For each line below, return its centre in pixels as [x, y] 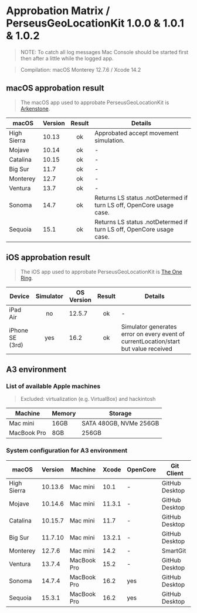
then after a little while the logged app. [67, 58]
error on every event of [153, 334]
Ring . [27, 278]
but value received [147, 349]
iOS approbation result [48, 258]
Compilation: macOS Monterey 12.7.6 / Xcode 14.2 [81, 69]
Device [20, 296]
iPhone [18, 330]
